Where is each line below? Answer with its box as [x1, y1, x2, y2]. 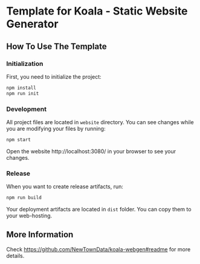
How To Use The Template [6, 41, 107, 51]
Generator [6, 17, 59, 31]
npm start [6, 136, 31, 143]
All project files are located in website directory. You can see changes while [6, 118, 195, 125]
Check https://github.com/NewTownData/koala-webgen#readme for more [6, 245, 191, 252]
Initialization [6, 59, 44, 68]
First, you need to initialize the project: [6, 73, 102, 80]
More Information [6, 229, 74, 240]
